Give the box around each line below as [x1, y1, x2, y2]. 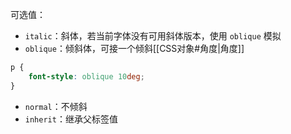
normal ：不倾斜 [24, 100, 88, 112]
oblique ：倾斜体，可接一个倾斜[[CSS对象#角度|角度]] [24, 43, 245, 54]
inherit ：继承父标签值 [24, 113, 118, 125]
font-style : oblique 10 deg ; [28, 71, 145, 82]
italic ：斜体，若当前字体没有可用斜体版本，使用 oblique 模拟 [24, 30, 282, 42]
